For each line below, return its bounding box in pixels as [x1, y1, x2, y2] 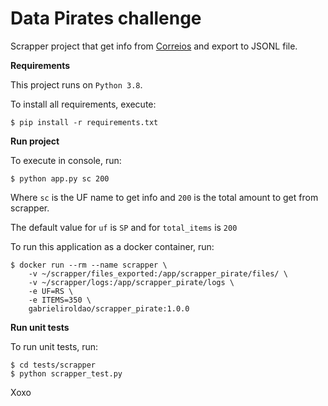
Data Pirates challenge [10, 7, 202, 30]
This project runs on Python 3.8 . [10, 78, 143, 91]
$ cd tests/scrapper [10, 360, 97, 370]
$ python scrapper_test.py [10, 368, 123, 379]
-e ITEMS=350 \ [28, 295, 92, 305]
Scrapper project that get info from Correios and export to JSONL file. [10, 40, 298, 52]
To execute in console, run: [10, 154, 122, 166]
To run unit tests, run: [10, 340, 99, 352]
